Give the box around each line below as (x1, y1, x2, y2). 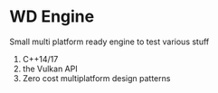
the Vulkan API (22, 63, 79, 74)
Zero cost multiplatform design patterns (22, 72, 171, 83)
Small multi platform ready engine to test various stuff (9, 36, 210, 47)
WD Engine (9, 6, 95, 27)
